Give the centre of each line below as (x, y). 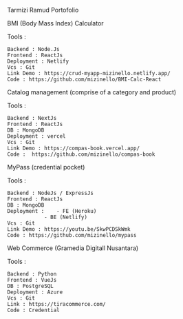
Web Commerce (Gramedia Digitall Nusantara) (73, 248)
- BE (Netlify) (66, 217)
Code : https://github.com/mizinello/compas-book (81, 154)
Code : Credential (33, 310)
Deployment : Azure (35, 292)
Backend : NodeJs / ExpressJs (51, 193)
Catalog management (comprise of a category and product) (92, 92)
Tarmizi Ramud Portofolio (43, 10)
